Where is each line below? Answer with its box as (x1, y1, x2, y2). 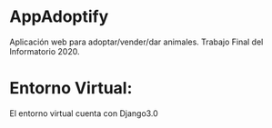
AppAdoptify (9, 6, 109, 27)
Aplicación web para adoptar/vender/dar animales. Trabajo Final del (9, 36, 264, 47)
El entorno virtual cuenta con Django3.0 (9, 107, 159, 119)
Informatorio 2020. (9, 45, 80, 56)
